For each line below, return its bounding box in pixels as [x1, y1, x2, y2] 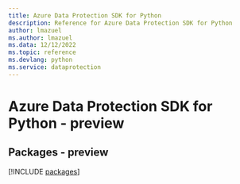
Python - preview [8, 114, 125, 132]
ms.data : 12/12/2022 [8, 41, 77, 49]
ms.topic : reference [8, 48, 77, 56]
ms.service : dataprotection [8, 63, 102, 71]
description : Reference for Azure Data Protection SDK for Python [8, 19, 233, 27]
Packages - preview [8, 146, 109, 159]
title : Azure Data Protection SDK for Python [8, 11, 161, 20]
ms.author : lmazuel [8, 33, 73, 42]
